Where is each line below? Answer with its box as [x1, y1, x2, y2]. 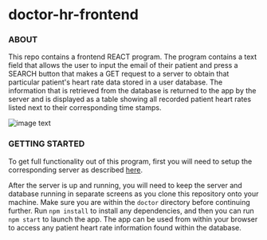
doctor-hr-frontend [8, 6, 139, 24]
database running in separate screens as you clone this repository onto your [8, 189, 259, 199]
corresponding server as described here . [8, 165, 143, 175]
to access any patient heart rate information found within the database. [8, 222, 241, 232]
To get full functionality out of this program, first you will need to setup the [8, 156, 253, 166]
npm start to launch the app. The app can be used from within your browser [8, 214, 258, 224]
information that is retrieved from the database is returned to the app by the [8, 86, 257, 96]
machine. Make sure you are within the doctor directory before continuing [8, 197, 251, 207]
